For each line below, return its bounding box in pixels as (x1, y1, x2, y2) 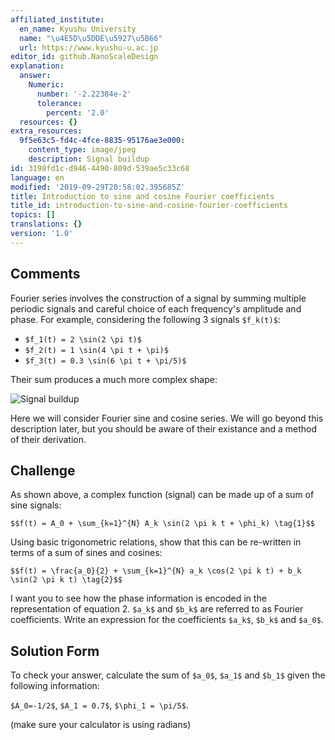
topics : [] (10, 210, 56, 220)
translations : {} (10, 219, 83, 230)
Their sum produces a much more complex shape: (10, 373, 218, 385)
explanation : (10, 61, 65, 71)
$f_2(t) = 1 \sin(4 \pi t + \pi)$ (24, 345, 169, 355)
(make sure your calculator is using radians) (10, 719, 192, 731)
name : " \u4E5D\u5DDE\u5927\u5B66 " (19, 33, 163, 43)
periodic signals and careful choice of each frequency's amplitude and (10, 302, 302, 315)
